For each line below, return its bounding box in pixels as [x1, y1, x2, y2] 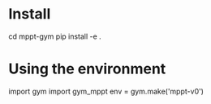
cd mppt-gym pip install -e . [8, 31, 101, 41]
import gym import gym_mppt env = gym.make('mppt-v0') [8, 86, 205, 96]
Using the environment [8, 60, 166, 78]
